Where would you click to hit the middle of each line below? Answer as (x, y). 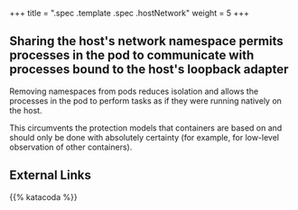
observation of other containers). (71, 147)
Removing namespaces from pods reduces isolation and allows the (134, 91)
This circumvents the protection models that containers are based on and (146, 128)
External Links (51, 175)
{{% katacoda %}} (44, 196)
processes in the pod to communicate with (132, 55)
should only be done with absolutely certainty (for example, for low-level (144, 137)
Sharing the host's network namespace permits (147, 41)
